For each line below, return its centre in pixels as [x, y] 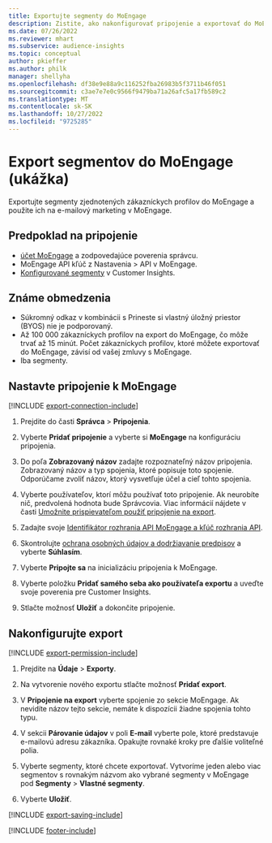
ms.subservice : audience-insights [67, 46]
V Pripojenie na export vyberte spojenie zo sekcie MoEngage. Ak [130, 700]
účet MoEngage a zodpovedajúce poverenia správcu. [109, 255]
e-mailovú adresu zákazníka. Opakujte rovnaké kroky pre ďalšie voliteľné [142, 742]
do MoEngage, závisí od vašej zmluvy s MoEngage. [106, 352]
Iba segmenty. [44, 361]
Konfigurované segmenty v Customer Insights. [98, 272]
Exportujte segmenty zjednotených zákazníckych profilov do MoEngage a [132, 201]
